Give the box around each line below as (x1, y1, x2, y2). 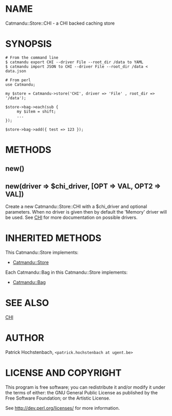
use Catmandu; (5, 82, 36, 87)
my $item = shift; (16, 109, 56, 114)
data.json (5, 68, 27, 73)
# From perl (5, 78, 31, 83)
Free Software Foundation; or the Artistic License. (5, 395, 110, 401)
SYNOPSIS (5, 38, 52, 50)
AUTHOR (5, 332, 45, 344)
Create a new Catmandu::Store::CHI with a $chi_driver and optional (5, 203, 147, 210)
